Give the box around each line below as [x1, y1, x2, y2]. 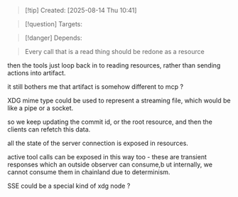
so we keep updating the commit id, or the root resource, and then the [7, 117, 213, 126]
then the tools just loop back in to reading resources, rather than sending [7, 61, 221, 70]
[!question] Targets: [24, 20, 83, 28]
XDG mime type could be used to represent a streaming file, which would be [7, 96, 231, 105]
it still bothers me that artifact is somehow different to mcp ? [7, 82, 183, 91]
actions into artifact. [7, 69, 66, 77]
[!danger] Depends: [24, 33, 82, 42]
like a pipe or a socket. [7, 104, 74, 112]
